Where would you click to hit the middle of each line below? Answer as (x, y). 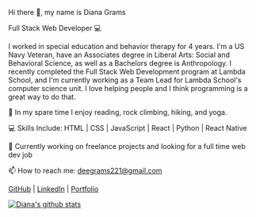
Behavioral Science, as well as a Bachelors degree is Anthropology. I (120, 63)
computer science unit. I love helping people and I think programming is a (128, 88)
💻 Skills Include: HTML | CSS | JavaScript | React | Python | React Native (128, 128)
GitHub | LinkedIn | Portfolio (53, 189)
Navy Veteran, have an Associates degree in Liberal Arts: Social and (119, 55)
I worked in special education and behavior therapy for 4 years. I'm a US (126, 46)
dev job (21, 155)
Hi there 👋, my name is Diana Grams (67, 12)
